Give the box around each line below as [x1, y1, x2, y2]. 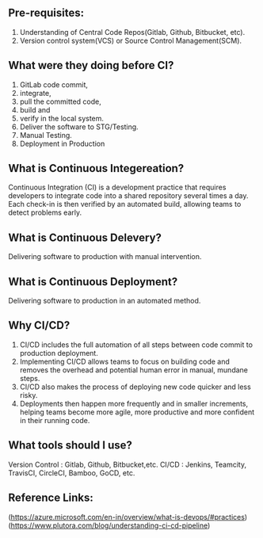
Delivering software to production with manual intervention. [8, 252, 202, 261]
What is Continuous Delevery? [8, 231, 162, 244]
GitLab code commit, [19, 79, 89, 90]
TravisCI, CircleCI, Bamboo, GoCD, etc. [8, 467, 135, 478]
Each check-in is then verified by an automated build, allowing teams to [8, 200, 242, 209]
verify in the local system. [19, 113, 105, 123]
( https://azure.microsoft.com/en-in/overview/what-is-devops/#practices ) [8, 512, 248, 521]
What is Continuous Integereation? [8, 162, 185, 175]
